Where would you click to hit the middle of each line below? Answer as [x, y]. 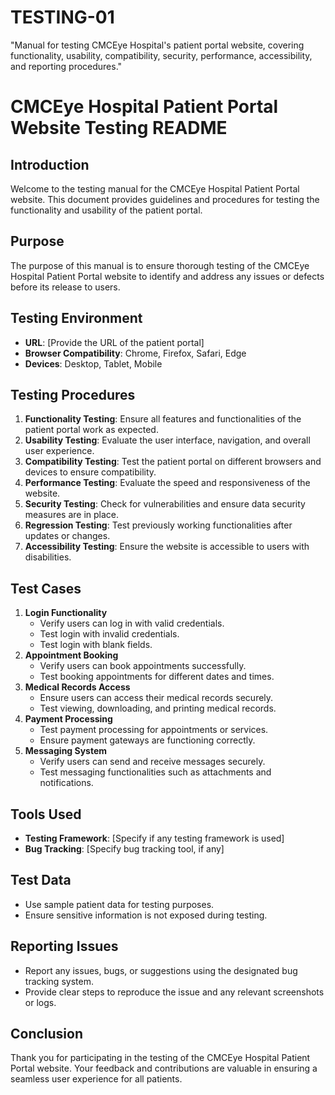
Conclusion [47, 1034]
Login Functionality [66, 613]
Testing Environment [76, 318]
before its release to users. [65, 287]
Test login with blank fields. [96, 645]
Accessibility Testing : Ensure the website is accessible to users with [167, 547]
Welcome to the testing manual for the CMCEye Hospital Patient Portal [155, 188]
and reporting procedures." [66, 66]
